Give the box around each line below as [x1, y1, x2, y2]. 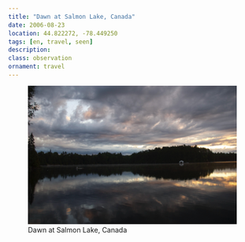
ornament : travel [8, 63, 65, 71]
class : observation [8, 54, 72, 62]
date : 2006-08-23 [8, 20, 65, 29]
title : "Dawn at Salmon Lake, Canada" [8, 13, 135, 20]
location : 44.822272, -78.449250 [8, 29, 118, 37]
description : [8, 46, 51, 54]
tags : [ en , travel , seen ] [8, 38, 93, 46]
